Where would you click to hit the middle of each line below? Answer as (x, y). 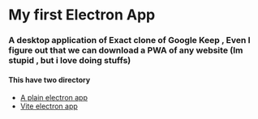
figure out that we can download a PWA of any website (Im (126, 50)
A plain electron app (54, 98)
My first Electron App (82, 15)
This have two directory (49, 79)
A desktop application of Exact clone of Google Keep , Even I (129, 40)
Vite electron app (49, 106)
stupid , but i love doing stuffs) (70, 61)
